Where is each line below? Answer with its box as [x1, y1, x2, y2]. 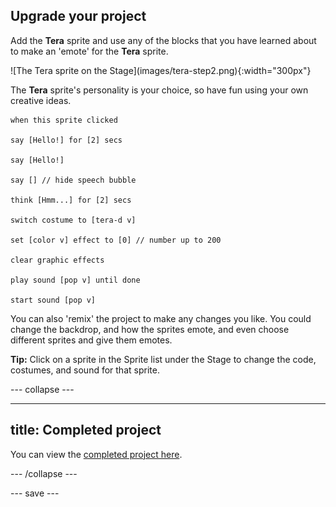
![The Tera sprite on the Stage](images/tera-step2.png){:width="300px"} [10, 64, 312, 76]
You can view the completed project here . [10, 448, 183, 460]
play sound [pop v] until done [10, 275, 141, 285]
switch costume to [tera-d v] [10, 215, 137, 225]
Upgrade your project [10, 8, 147, 25]
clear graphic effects [10, 255, 105, 265]
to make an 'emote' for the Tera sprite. [10, 45, 169, 57]
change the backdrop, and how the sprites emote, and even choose [10, 323, 290, 335]
